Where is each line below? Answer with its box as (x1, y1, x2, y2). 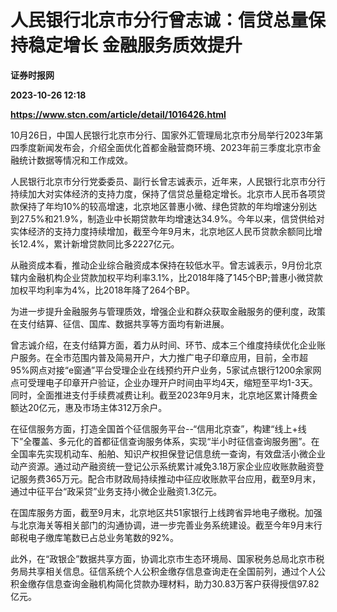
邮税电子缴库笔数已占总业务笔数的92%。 (10, 531, 179, 543)
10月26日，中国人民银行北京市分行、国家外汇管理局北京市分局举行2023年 (10, 129, 315, 141)
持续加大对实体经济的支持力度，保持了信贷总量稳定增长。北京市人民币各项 (10, 187, 317, 200)
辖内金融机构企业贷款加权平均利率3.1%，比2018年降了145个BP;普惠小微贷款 (10, 271, 323, 283)
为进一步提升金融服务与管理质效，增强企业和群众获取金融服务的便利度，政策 (10, 305, 326, 317)
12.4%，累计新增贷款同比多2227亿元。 (18, 237, 180, 250)
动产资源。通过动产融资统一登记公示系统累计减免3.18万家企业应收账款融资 (10, 460, 316, 472)
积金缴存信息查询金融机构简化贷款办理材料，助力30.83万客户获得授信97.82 (10, 577, 320, 590)
